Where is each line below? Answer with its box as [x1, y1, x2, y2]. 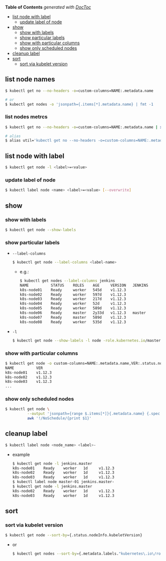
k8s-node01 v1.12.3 [5, 370, 52, 375]
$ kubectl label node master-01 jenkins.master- [12, 480, 115, 485]
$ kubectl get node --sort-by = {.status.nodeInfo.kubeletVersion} [5, 533, 142, 538]
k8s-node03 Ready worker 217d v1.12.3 [19, 297, 126, 301]
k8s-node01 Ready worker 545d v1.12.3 [19, 287, 126, 293]
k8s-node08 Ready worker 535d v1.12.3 [19, 319, 126, 325]
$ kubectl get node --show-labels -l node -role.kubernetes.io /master [12, 338, 161, 343]
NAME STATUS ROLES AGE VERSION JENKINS [19, 283, 148, 288]
